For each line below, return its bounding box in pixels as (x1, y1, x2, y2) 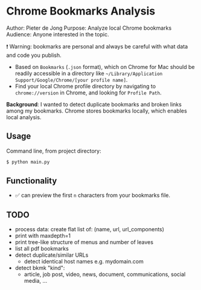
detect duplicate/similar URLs (14, 251, 89, 259)
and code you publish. (6, 51, 62, 59)
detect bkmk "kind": (14, 265, 65, 272)
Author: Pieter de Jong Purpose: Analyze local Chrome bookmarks (6, 24, 172, 31)
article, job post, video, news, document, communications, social (24, 271, 186, 278)
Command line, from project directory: (6, 147, 101, 154)
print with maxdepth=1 (14, 232, 71, 240)
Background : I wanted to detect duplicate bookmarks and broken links (6, 101, 182, 108)
